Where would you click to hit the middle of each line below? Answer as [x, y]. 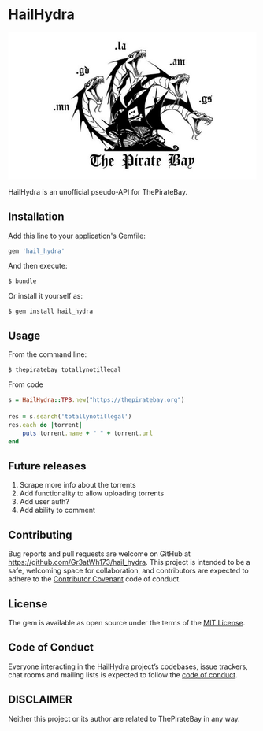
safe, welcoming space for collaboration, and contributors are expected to [129, 571]
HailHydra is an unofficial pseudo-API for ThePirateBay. [98, 191]
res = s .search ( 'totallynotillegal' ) [70, 417]
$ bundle [22, 281]
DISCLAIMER [40, 700]
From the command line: [48, 354]
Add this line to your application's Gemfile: [77, 236]
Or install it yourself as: [45, 296]
